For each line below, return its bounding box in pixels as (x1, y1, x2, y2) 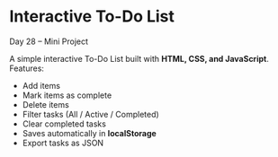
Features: (9, 63, 45, 74)
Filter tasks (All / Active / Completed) (22, 109, 159, 119)
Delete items (22, 99, 69, 109)
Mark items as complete (22, 90, 112, 100)
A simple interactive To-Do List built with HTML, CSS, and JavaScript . (9, 53, 270, 64)
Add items (22, 80, 61, 91)
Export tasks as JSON (22, 137, 104, 148)
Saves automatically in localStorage (22, 127, 157, 138)
